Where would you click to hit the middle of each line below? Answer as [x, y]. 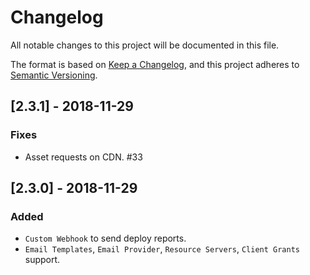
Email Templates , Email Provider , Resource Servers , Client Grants [162, 249]
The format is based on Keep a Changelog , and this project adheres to [155, 64]
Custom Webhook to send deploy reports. [105, 238]
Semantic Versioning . [54, 75]
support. [42, 260]
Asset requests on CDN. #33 [83, 157]
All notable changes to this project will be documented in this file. [145, 45]
